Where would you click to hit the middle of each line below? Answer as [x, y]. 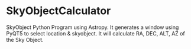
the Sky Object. [25, 40]
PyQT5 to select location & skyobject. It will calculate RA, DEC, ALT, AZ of [96, 33]
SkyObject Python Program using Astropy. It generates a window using [93, 27]
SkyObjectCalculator [59, 11]
